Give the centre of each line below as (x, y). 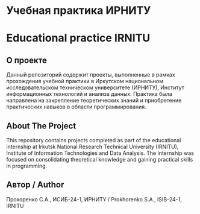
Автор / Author (35, 185)
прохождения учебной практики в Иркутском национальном (85, 81)
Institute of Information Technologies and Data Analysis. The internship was (100, 153)
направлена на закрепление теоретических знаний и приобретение (94, 101)
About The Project (41, 126)
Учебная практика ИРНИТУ (79, 11)
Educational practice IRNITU (78, 38)
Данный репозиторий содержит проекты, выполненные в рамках (91, 75)
